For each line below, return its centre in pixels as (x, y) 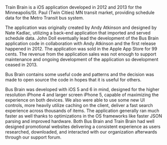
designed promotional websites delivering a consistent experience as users (83, 126)
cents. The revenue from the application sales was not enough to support (81, 54)
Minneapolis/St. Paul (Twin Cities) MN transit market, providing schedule (80, 12)
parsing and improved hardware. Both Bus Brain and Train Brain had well (80, 121)
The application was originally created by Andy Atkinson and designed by (81, 27)
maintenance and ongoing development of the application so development (82, 59)
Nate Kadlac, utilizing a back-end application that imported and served (78, 33)
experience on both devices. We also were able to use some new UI (75, 100)
